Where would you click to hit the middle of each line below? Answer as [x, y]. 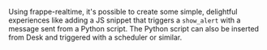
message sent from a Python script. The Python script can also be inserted [134, 29]
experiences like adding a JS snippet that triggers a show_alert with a [125, 20]
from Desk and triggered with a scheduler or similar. [95, 37]
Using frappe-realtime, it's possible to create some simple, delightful [123, 12]
